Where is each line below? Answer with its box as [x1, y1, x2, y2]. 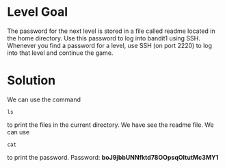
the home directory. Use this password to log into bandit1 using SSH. [7, 34, 200, 42]
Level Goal [7, 4, 68, 20]
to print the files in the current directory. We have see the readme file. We [7, 121, 214, 129]
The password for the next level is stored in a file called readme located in [7, 27, 215, 35]
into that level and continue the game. [7, 49, 114, 57]
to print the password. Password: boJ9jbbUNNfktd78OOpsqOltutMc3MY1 [7, 153, 219, 161]
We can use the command [7, 95, 81, 104]
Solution [7, 73, 56, 88]
